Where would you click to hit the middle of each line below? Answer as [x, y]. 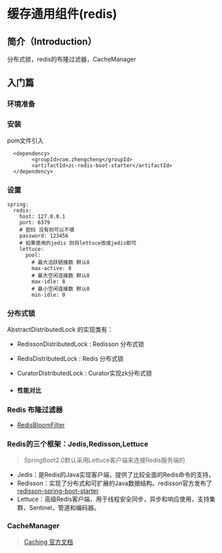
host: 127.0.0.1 [43, 217]
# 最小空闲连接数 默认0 [61, 288]
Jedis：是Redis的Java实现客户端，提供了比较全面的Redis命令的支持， [116, 475]
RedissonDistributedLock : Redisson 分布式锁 [81, 344]
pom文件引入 [26, 140]
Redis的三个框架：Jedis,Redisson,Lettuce [78, 444]
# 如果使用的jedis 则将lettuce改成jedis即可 [78, 243]
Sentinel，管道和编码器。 [65, 508]
